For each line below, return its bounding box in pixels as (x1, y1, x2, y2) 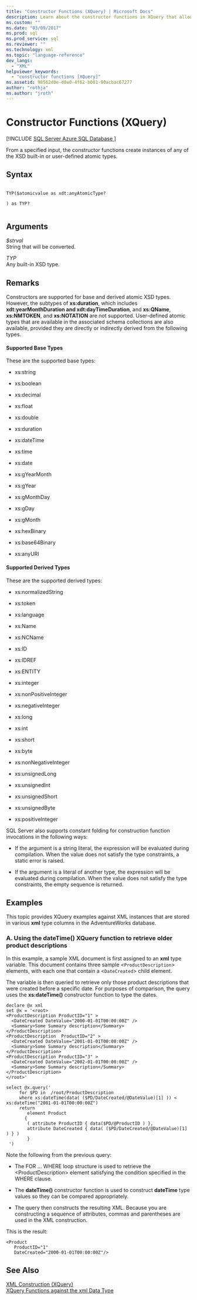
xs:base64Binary (14, 539, 56, 546)
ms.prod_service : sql (6, 36, 59, 42)
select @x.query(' (6, 1084, 51, 1091)
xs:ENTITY (14, 668, 41, 675)
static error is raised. (14, 857, 65, 864)
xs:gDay (14, 505, 35, 512)
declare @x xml (6, 1002, 43, 1009)
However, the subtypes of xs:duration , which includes (6, 300, 138, 307)
